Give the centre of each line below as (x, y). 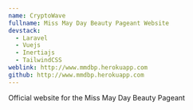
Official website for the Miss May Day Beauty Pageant (97, 97)
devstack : (25, 30)
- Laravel (32, 38)
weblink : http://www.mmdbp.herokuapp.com (78, 68)
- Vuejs (28, 45)
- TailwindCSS (39, 61)
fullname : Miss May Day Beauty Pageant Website (89, 23)
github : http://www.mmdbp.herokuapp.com (77, 75)
